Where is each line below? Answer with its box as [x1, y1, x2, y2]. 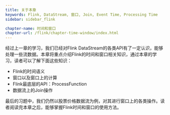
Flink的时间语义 [12, 69, 45, 75]
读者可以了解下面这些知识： [14, 57, 72, 64]
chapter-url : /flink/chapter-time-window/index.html [5, 31, 119, 36]
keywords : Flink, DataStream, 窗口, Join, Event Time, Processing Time [5, 12, 158, 17]
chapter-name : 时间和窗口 [5, 26, 56, 31]
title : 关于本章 [5, 7, 36, 13]
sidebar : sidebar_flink [5, 17, 56, 22]
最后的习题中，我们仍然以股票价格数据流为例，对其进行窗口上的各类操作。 [5, 98, 160, 104]
